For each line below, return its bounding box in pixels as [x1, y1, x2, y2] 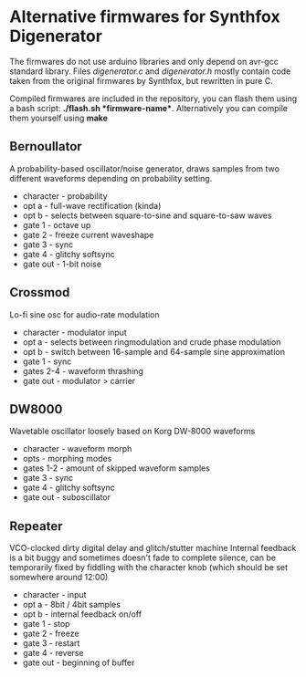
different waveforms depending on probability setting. [9, 172, 213, 183]
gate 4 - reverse [22, 648, 84, 659]
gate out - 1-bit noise [22, 258, 102, 269]
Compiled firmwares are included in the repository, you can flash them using [9, 93, 298, 104]
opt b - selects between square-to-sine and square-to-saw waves [22, 210, 272, 221]
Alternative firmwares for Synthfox [9, 6, 280, 27]
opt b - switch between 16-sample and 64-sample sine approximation [22, 346, 286, 357]
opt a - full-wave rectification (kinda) [22, 200, 162, 211]
